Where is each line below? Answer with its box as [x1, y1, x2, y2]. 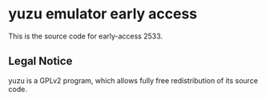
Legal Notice [8, 54, 73, 68]
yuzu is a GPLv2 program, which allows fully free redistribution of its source [8, 75, 259, 85]
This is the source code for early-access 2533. [8, 31, 163, 41]
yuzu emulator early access [8, 5, 198, 23]
